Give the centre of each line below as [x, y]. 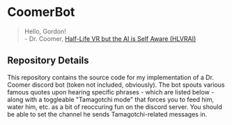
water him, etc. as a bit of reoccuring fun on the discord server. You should [115, 107]
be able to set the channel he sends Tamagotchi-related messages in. [107, 114]
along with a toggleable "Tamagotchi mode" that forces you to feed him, [111, 99]
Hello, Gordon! [45, 31]
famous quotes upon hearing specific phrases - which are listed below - [111, 92]
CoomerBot [41, 12]
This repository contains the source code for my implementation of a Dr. [111, 77]
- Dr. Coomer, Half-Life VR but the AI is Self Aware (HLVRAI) [110, 38]
